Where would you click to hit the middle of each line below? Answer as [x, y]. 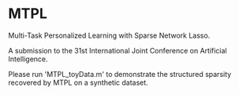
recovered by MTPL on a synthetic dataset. [78, 82]
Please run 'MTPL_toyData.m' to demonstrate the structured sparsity [120, 74]
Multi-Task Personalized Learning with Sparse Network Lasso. [109, 35]
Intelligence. [28, 59]
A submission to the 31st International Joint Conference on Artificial [118, 50]
